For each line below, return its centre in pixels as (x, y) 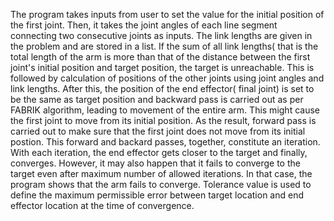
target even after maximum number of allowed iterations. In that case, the (161, 173)
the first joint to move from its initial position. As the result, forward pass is (163, 120)
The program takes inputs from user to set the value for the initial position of (167, 14)
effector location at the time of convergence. (102, 205)
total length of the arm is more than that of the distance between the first (160, 57)
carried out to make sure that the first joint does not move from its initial (158, 131)
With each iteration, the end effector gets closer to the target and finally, (159, 152)
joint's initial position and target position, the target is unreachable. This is (162, 67)
